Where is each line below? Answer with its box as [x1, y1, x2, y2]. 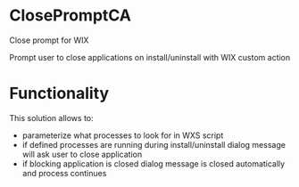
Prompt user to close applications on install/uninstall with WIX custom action [9, 52, 291, 62]
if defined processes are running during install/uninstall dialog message [21, 139, 286, 150]
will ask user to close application [21, 149, 143, 159]
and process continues [21, 167, 107, 178]
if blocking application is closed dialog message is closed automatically [21, 158, 286, 169]
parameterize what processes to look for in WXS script [21, 130, 224, 141]
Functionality [9, 84, 110, 103]
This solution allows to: [9, 112, 94, 123]
